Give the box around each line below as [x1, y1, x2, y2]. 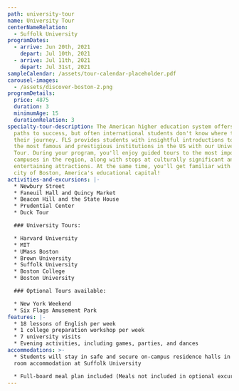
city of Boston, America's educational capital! [14, 169, 161, 177]
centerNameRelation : [7, 24, 69, 31]
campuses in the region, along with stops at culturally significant [14, 156, 224, 164]
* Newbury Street [14, 182, 65, 189]
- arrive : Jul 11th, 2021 [14, 57, 91, 64]
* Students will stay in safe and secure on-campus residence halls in [14, 353, 231, 360]
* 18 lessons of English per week [14, 320, 116, 328]
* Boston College [14, 268, 65, 275]
